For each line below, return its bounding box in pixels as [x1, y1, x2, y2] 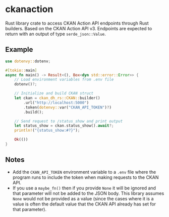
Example [5, 45, 33, 54]
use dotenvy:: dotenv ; [5, 59, 51, 64]
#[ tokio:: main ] [5, 68, 37, 73]
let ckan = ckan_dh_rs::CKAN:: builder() [14, 95, 100, 100]
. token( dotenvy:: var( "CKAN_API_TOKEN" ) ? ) [23, 104, 112, 110]
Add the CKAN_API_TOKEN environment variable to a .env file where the [12, 169, 156, 175]
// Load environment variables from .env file [14, 77, 114, 82]
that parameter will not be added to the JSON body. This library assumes [12, 190, 164, 196]
